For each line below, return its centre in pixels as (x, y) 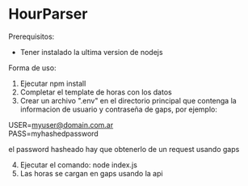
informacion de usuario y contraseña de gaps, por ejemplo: (119, 109)
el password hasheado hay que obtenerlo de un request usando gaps (124, 149)
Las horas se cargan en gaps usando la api (91, 173)
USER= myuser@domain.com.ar (61, 125)
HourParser (48, 14)
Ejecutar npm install (53, 83)
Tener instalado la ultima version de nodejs (91, 52)
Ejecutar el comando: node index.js (78, 165)
